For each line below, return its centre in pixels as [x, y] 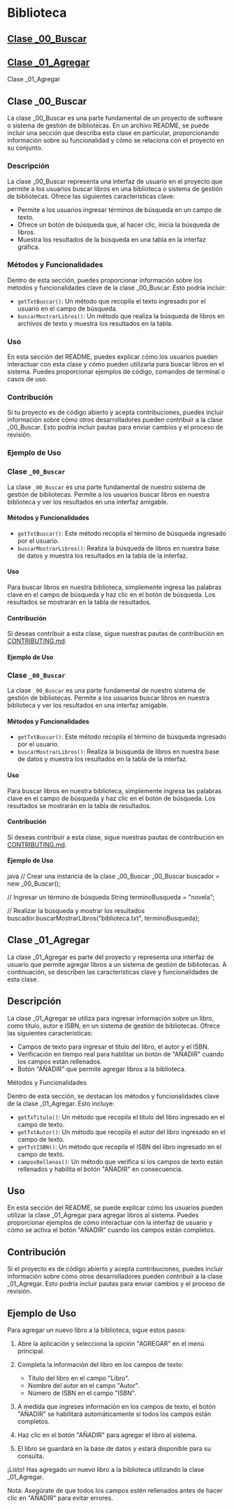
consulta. [31, 1456]
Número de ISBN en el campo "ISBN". [82, 1393]
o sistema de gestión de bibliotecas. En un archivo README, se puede [108, 126]
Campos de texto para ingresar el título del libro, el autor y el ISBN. [113, 1047]
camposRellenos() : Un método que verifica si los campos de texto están [120, 1161]
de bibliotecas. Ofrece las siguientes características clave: [91, 196]
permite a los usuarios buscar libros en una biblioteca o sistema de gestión [115, 189]
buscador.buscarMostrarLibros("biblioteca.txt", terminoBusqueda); [104, 918]
